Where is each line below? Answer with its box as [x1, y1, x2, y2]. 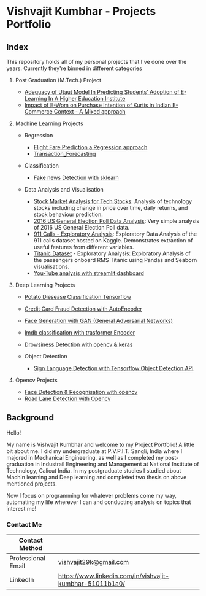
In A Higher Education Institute [48, 95, 126, 102]
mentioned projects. [6, 480, 57, 487]
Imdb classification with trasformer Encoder [24, 329, 135, 336]
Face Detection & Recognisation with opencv [24, 389, 138, 395]
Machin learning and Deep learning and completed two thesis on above [6, 473, 187, 481]
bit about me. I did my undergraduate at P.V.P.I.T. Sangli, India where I [6, 447, 183, 455]
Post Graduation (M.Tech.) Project [15, 77, 102, 83]
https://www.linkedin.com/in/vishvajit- [58, 572, 170, 581]
